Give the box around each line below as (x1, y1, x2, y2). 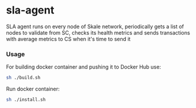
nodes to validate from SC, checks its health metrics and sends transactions (6, 29, 191, 36)
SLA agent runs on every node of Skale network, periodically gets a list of (6, 23, 184, 30)
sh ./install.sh (6, 97, 46, 103)
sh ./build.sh (6, 75, 41, 81)
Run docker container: (6, 86, 60, 93)
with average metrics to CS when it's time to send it (6, 35, 131, 42)
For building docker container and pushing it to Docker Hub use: (6, 63, 161, 70)
